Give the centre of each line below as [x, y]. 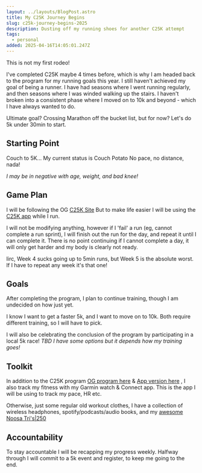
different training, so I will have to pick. [54, 323]
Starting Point [33, 143]
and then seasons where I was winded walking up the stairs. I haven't [93, 94]
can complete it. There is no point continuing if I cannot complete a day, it [98, 240]
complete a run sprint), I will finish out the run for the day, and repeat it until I [101, 234]
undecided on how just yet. [40, 305]
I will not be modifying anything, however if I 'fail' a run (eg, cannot [89, 227]
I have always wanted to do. [41, 106]
